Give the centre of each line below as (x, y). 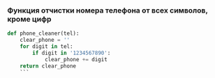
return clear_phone (48, 66)
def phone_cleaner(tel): (43, 33)
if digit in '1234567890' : (72, 53)
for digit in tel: (46, 47)
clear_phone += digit (76, 59)
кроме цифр (29, 19)
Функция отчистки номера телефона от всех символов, (107, 10)
